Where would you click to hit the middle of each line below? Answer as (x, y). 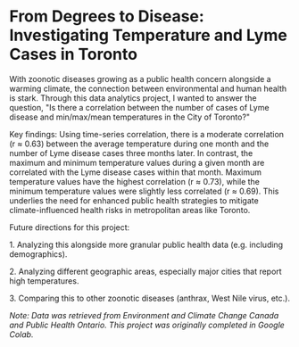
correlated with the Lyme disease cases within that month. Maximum (135, 172)
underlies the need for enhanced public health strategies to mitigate (134, 200)
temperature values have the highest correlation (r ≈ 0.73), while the (135, 181)
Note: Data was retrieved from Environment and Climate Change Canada (144, 315)
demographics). (38, 254)
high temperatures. (44, 281)
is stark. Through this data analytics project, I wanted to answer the (133, 98)
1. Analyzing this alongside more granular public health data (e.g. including (146, 244)
